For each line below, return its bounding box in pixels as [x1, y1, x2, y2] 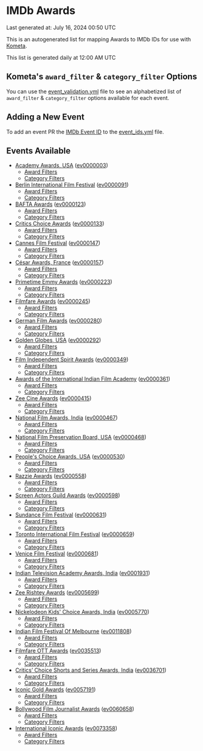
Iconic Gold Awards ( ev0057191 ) [15, 686, 96, 693]
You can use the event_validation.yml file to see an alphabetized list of [6, 88, 182, 95]
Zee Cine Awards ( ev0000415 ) [15, 395, 92, 402]
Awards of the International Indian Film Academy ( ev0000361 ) [15, 375, 171, 383]
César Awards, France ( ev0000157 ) [15, 259, 105, 266]
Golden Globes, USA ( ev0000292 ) [15, 336, 101, 344]
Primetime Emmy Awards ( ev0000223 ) [15, 278, 112, 286]
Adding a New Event [6, 112, 85, 122]
